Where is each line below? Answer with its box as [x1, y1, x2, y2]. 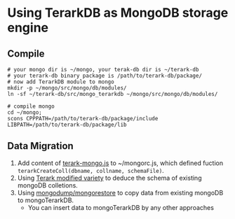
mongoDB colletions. [17, 181, 79, 190]
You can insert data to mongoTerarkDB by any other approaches [27, 203, 214, 211]
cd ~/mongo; [7, 109, 42, 116]
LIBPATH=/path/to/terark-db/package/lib [7, 121, 128, 128]
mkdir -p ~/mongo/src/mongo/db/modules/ [7, 85, 128, 92]
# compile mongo [7, 103, 55, 110]
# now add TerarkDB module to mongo [7, 78, 114, 85]
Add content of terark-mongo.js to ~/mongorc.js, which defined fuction [17, 159, 223, 167]
